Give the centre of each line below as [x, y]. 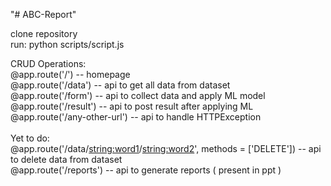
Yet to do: [30, 138]
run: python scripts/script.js [67, 44]
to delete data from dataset [66, 159]
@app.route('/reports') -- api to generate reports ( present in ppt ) [146, 170]
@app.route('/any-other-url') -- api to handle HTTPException [136, 117]
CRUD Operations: [48, 63]
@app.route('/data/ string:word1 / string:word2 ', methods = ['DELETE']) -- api [166, 148]
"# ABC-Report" [43, 14]
